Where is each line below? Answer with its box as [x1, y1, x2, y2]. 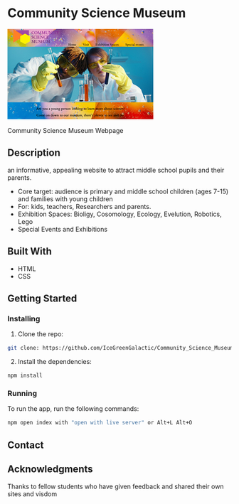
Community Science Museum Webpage [7, 126, 124, 134]
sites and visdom [7, 489, 58, 498]
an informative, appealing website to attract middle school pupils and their [7, 166, 225, 174]
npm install [7, 372, 43, 380]
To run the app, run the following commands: [7, 404, 139, 413]
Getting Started [7, 292, 78, 304]
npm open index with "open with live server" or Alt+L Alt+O [7, 419, 193, 427]
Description [7, 147, 60, 159]
